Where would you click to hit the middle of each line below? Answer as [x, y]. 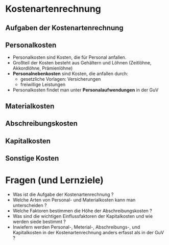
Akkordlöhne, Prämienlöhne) [43, 68]
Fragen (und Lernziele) [54, 180]
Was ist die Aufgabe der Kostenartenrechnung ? [63, 194]
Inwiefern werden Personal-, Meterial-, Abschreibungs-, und [76, 227]
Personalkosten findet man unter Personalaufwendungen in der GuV [86, 90]
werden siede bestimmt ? [39, 221]
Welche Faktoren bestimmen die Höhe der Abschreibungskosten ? [82, 211]
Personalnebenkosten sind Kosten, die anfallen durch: [70, 74]
